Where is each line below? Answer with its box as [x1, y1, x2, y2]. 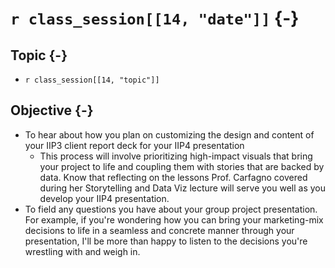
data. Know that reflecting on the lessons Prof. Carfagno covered [39, 171, 308, 183]
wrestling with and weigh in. [24, 245, 141, 257]
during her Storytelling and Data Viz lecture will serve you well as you [39, 182, 327, 194]
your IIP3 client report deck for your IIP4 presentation [24, 139, 245, 151]
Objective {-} [10, 102, 94, 119]
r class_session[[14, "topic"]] [24, 75, 160, 85]
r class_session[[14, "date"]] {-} [10, 7, 300, 30]
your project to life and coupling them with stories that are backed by [39, 160, 325, 172]
